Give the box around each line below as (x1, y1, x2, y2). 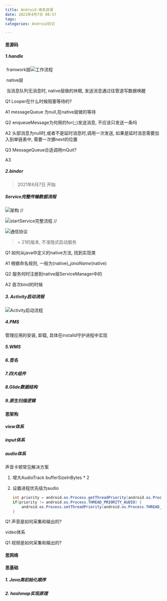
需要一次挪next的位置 (33, 136, 78, 142)
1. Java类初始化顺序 (5, 577, 46, 583)
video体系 (5, 529, 26, 535)
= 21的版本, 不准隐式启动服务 (17, 239, 77, 245)
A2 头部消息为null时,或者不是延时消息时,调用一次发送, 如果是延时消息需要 (5, 130, 155, 136)
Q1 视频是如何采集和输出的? (5, 540, 62, 546)
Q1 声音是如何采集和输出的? (5, 519, 62, 525)
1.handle (5, 53, 23, 59)
